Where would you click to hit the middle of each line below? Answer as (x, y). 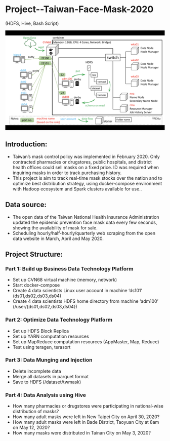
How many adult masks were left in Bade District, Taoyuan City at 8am (86, 422)
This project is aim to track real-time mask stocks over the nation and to (88, 178)
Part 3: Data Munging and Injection (49, 360)
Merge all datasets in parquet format (51, 376)
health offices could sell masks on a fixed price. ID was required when (86, 167)
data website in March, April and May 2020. (58, 238)
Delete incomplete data (37, 371)
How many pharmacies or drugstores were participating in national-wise (88, 406)
